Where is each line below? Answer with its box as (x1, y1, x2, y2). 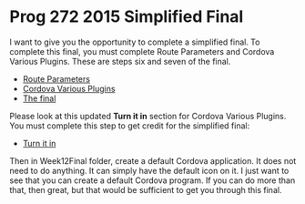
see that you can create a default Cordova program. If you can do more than (9, 175, 296, 186)
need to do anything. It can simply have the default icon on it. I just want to (9, 165, 290, 176)
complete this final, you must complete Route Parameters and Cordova (9, 46, 275, 56)
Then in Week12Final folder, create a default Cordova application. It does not (9, 155, 297, 166)
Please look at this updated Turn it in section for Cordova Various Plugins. (9, 110, 287, 121)
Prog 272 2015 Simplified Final (9, 6, 244, 27)
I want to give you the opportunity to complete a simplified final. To (9, 36, 260, 47)
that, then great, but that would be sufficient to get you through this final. (9, 184, 282, 195)
